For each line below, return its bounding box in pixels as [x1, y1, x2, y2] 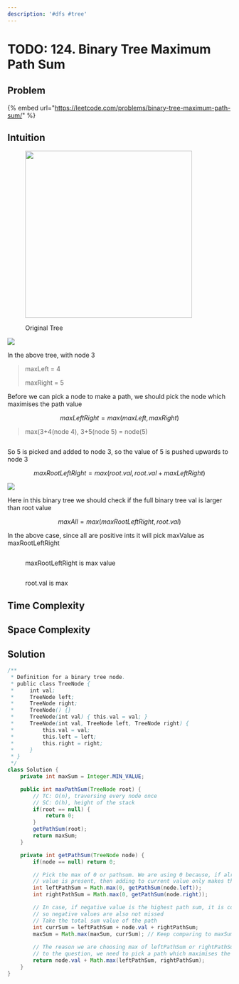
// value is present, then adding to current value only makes [33, 878, 224, 885]
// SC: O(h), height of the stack [33, 799, 135, 806]
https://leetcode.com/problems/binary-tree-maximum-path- [54, 103, 231, 112]
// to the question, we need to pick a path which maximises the [33, 951, 231, 958]
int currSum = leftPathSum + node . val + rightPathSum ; [33, 923, 199, 931]
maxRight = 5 [24, 378, 64, 387]
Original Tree [25, 323, 63, 332]
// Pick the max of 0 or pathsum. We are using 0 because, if [33, 871, 221, 879]
